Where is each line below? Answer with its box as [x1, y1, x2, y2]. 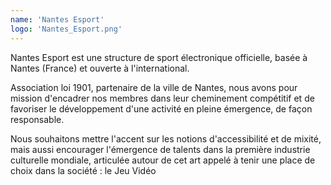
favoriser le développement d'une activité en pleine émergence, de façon [10, 102, 313, 115]
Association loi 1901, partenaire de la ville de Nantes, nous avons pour [10, 81, 298, 93]
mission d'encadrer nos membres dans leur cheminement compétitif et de [10, 92, 315, 104]
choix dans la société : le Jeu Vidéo [10, 164, 157, 176]
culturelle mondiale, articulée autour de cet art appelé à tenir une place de [10, 154, 316, 166]
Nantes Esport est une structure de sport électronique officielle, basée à [10, 51, 308, 63]
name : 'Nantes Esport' [10, 14, 105, 25]
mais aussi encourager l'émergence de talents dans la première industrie [10, 143, 311, 155]
